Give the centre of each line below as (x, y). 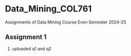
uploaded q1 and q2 (32, 48)
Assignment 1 (26, 37)
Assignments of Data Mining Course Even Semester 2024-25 (65, 22)
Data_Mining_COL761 (48, 9)
